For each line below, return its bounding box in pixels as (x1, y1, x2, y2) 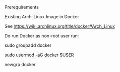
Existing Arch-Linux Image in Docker (4, 14, 79, 19)
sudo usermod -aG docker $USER (4, 52, 74, 58)
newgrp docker (4, 62, 36, 67)
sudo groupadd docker (4, 42, 52, 48)
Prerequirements (4, 4, 39, 10)
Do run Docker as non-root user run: (4, 33, 79, 38)
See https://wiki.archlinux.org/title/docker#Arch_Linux (4, 23, 115, 29)
